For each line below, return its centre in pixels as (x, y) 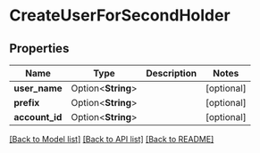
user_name (38, 88)
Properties (39, 48)
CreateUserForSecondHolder (120, 16)
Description (172, 73)
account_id (38, 117)
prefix (27, 103)
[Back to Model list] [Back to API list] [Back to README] (112, 139)
